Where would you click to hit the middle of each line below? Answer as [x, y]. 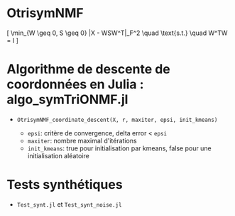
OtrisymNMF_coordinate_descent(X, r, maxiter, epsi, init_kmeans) [117, 120]
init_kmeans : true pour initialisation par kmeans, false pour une [119, 148]
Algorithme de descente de [89, 70]
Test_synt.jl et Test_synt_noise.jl [69, 204]
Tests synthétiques [65, 185]
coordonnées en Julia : [75, 84]
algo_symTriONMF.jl [67, 99]
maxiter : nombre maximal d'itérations [82, 140]
